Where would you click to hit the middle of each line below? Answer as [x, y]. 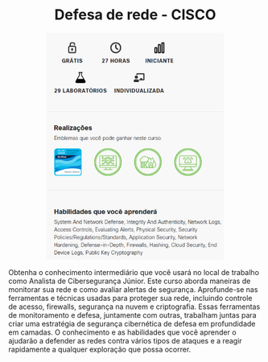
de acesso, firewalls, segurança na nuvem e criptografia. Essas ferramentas [134, 306]
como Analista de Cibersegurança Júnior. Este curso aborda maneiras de [130, 281]
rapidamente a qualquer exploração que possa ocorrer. [100, 349]
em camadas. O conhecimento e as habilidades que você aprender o [122, 332]
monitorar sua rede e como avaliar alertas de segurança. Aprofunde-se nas [133, 289]
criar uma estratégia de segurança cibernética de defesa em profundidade [132, 323]
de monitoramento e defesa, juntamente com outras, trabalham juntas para [132, 315]
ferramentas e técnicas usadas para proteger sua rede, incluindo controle [130, 298]
